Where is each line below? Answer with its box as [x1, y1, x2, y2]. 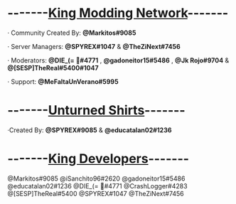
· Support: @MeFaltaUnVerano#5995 [7, 77, 119, 86]
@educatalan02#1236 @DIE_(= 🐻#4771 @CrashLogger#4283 [7, 181, 188, 190]
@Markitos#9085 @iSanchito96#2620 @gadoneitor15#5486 [7, 174, 186, 183]
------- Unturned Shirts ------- [7, 102, 186, 119]
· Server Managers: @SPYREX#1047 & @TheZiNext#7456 [7, 42, 181, 50]
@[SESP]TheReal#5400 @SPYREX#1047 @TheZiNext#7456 [7, 189, 185, 198]
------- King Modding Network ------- [7, 5, 229, 21]
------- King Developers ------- [7, 151, 190, 167]
